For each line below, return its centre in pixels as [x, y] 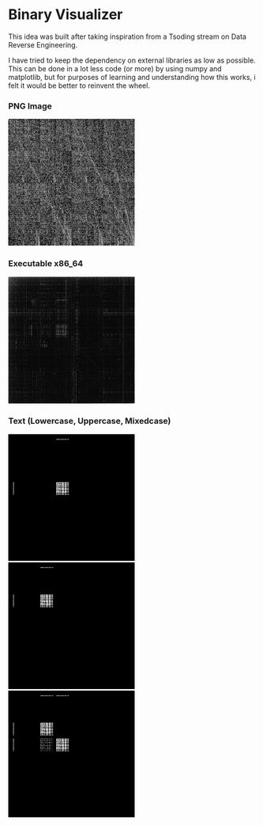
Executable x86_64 [46, 264]
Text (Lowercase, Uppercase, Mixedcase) [90, 421]
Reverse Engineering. [43, 44]
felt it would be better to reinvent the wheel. [79, 86]
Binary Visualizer [66, 15]
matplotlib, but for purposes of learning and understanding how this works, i [132, 77]
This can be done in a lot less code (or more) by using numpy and [115, 68]
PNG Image [30, 106]
